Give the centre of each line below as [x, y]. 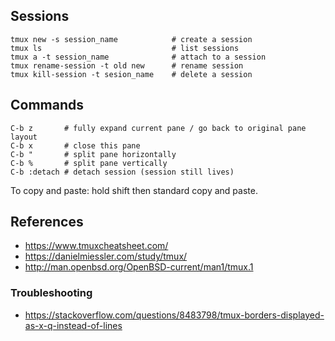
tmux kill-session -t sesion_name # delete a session [131, 74]
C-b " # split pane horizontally [93, 154]
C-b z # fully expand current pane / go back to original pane [158, 128]
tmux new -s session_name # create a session [131, 39]
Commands [47, 105]
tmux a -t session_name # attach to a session [138, 57]
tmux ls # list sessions [125, 48]
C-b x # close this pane [75, 145]
